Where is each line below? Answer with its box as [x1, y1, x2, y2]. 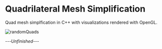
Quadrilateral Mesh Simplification [5, 3, 146, 15]
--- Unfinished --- [5, 38, 39, 44]
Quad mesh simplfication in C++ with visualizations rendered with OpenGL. [5, 19, 158, 25]
